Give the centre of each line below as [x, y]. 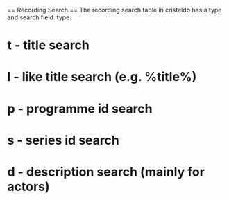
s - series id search [63, 140]
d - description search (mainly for [106, 172]
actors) [28, 187]
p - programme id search [80, 108]
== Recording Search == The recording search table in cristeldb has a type [114, 10]
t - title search [49, 45]
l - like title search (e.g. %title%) [102, 77]
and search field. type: [39, 17]
